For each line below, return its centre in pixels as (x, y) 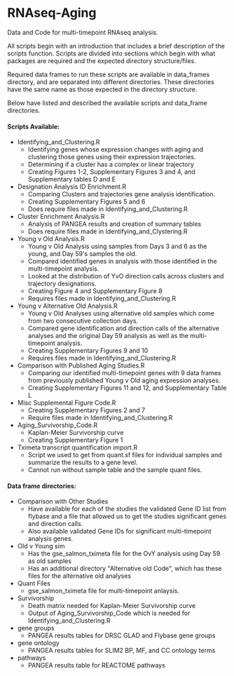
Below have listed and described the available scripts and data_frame (108, 102)
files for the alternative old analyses (80, 576)
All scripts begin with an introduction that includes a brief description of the (116, 46)
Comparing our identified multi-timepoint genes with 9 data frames (125, 373)
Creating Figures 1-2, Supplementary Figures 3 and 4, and (111, 172)
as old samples (50, 561)
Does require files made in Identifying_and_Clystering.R (108, 231)
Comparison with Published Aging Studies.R (81, 365)
